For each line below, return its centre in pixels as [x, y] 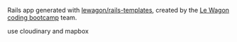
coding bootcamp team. [42, 17]
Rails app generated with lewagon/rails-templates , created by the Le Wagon [118, 10]
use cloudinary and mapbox [48, 31]
